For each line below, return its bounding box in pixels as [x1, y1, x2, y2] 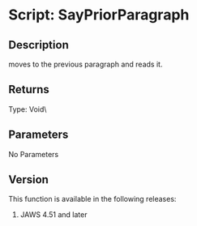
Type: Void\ [8, 104, 47, 114]
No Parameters [8, 149, 59, 159]
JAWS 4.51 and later [19, 210, 88, 220]
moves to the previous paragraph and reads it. [8, 59, 163, 69]
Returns [8, 83, 50, 96]
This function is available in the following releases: [8, 194, 177, 204]
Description [8, 38, 69, 52]
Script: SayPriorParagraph [8, 6, 190, 24]
